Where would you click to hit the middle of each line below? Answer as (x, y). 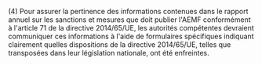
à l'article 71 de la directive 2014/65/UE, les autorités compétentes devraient (131, 28)
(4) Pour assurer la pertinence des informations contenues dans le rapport (128, 11)
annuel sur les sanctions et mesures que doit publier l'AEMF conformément (129, 20)
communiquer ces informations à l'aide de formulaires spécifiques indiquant (131, 36)
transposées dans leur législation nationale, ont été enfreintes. (109, 53)
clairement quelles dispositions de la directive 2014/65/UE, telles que (120, 45)
